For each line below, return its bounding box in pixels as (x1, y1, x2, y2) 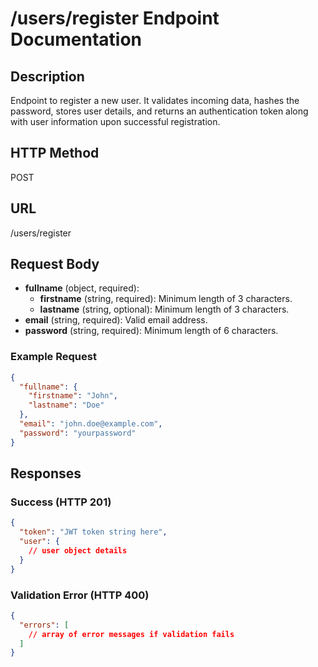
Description (10, 68, 85, 85)
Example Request (10, 350, 97, 364)
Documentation (10, 28, 143, 51)
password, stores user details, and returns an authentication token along (10, 105, 309, 117)
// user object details (28, 546, 128, 556)
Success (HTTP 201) (10, 495, 112, 509)
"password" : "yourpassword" (19, 428, 137, 438)
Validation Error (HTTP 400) (10, 588, 150, 602)
